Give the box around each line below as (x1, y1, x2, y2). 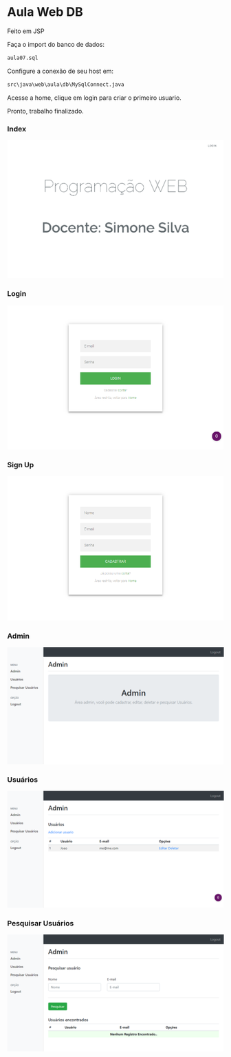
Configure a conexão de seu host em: (7, 67, 114, 75)
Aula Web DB (7, 4, 84, 20)
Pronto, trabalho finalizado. (7, 107, 84, 115)
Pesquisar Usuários (7, 918, 74, 928)
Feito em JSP (7, 27, 45, 35)
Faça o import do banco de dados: (7, 40, 105, 48)
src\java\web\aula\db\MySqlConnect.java (7, 81, 125, 88)
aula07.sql (7, 54, 38, 61)
